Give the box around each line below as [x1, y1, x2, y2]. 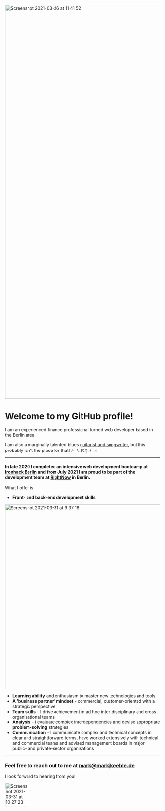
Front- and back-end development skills [12, 494, 96, 501]
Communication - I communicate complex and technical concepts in [12, 730, 152, 736]
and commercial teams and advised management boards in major [12, 740, 145, 746]
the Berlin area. [5, 432, 36, 438]
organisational [12, 714, 41, 720]
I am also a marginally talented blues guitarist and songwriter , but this [5, 441, 146, 447]
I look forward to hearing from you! [5, 773, 76, 779]
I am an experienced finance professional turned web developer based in [5, 426, 153, 432]
